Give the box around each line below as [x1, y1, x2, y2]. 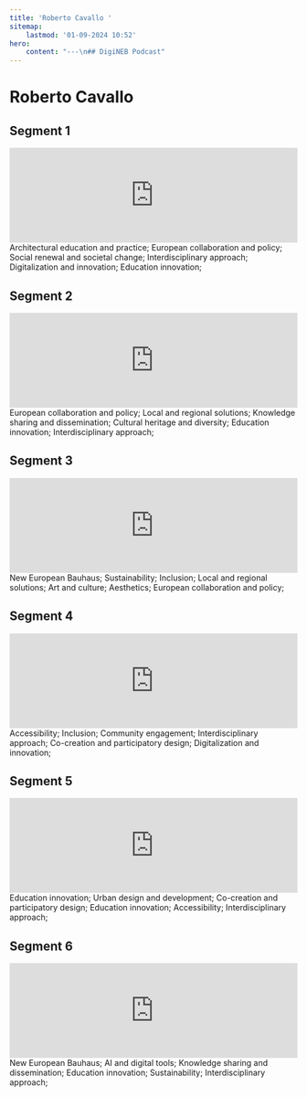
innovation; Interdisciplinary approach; [9, 426, 154, 437]
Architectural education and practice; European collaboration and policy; [9, 242, 283, 253]
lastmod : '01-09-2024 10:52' [26, 30, 137, 39]
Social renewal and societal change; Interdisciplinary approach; [9, 252, 249, 263]
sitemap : [9, 22, 43, 31]
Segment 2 [9, 288, 73, 304]
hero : [9, 38, 30, 48]
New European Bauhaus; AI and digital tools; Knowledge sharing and [9, 1058, 269, 1069]
